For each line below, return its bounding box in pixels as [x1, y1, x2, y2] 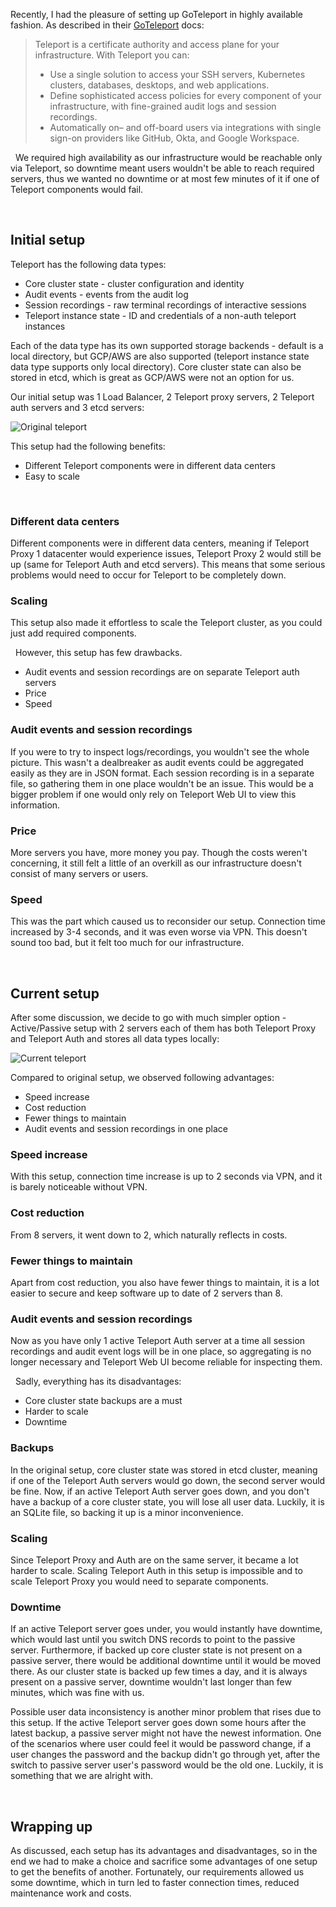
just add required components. [10, 627, 137, 639]
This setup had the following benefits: [10, 440, 166, 452]
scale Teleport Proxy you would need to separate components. [10, 1575, 269, 1587]
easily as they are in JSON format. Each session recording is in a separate [10, 767, 315, 779]
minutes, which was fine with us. [10, 1687, 145, 1699]
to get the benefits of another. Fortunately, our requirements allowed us [10, 1866, 305, 1878]
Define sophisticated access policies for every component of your [49, 90, 322, 101]
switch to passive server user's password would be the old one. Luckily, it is [10, 1759, 324, 1771]
